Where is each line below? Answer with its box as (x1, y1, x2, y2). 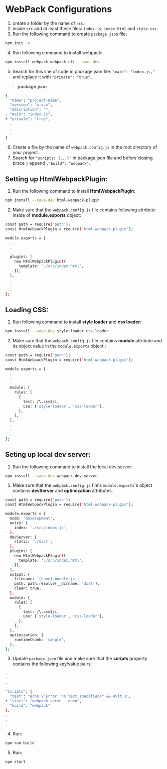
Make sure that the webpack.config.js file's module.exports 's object (12, 482, 152, 488)
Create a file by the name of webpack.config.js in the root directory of (12, 144, 157, 150)
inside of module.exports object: (12, 212, 81, 218)
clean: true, (14, 586, 42, 591)
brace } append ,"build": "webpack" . (12, 160, 90, 166)
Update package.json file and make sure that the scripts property (12, 656, 148, 662)
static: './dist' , (14, 539, 53, 544)
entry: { (10, 521, 28, 526)
